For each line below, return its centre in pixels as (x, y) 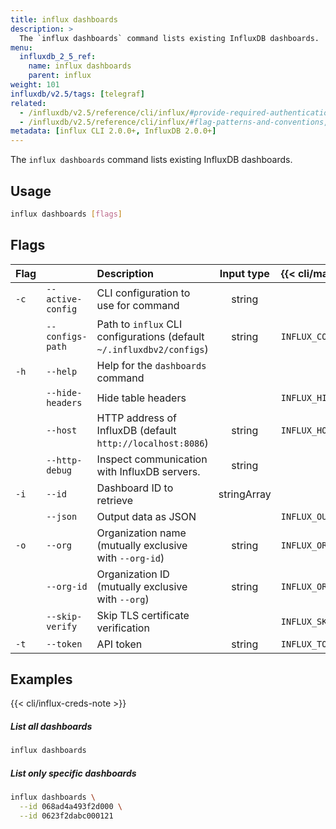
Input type (244, 273)
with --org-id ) (130, 558)
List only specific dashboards (73, 773)
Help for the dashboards (151, 365)
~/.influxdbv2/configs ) (152, 349)
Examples (41, 679)
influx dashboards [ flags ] (66, 214)
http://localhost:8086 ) (152, 443)
